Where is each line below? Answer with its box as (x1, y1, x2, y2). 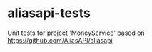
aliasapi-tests (7, 5, 91, 21)
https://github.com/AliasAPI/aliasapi (7, 36, 113, 44)
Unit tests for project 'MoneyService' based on (7, 28, 145, 37)
